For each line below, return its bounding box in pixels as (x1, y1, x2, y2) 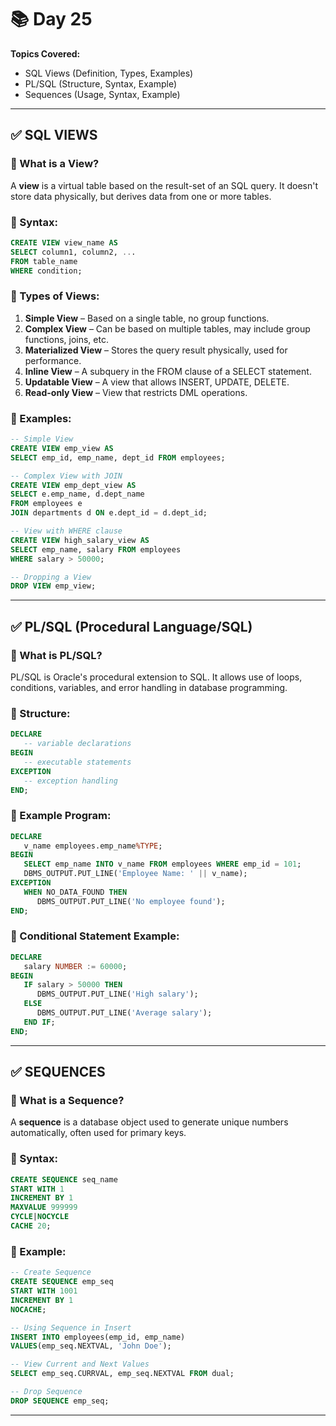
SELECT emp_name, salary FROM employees (10, 544, 182, 555)
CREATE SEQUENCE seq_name (10, 1174, 118, 1185)
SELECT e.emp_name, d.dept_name (10, 489, 145, 500)
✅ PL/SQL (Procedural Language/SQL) (10, 618, 253, 635)
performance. (24, 354, 82, 366)
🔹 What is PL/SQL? (10, 648, 103, 662)
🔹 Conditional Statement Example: (10, 929, 180, 943)
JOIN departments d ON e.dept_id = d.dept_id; (10, 508, 208, 518)
